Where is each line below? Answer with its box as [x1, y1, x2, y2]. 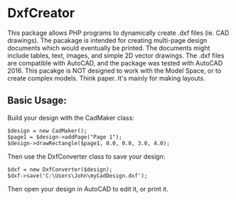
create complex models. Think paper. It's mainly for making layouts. [7, 73, 205, 83]
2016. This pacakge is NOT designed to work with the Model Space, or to [7, 66, 222, 75]
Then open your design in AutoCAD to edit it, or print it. [7, 184, 168, 193]
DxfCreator [7, 5, 75, 21]
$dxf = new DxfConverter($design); [7, 166, 113, 173]
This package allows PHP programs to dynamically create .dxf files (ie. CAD [7, 28, 230, 37]
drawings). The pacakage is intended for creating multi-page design [7, 36, 208, 44]
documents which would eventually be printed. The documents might [7, 43, 210, 52]
